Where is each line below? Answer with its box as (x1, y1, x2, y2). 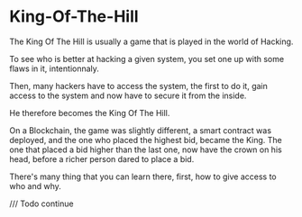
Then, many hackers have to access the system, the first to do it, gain (9, 80, 269, 91)
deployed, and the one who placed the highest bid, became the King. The (9, 134, 282, 145)
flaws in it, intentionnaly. (9, 63, 99, 74)
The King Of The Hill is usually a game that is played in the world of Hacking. (9, 36, 294, 47)
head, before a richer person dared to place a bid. (9, 153, 195, 164)
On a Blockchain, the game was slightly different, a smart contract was (9, 124, 272, 136)
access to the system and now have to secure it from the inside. (9, 90, 247, 101)
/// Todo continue (9, 198, 74, 209)
